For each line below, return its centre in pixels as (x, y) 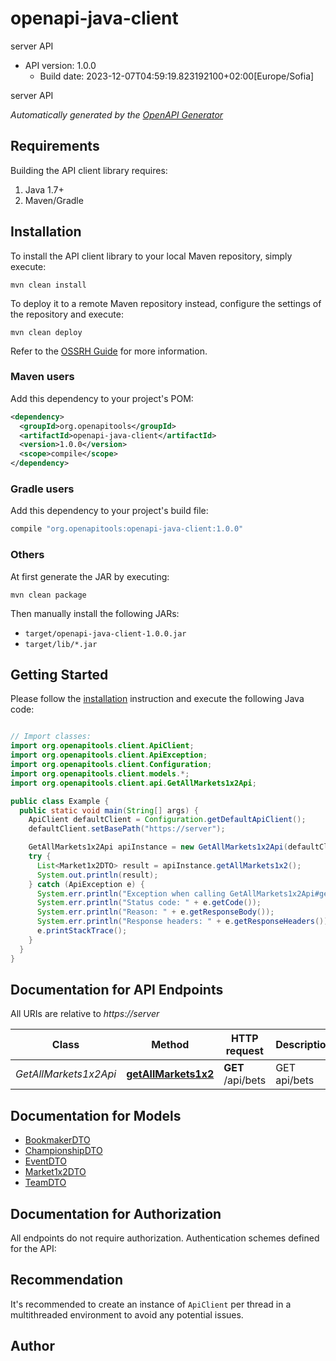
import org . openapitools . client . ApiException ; (109, 755)
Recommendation (66, 1280)
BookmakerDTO (57, 1140)
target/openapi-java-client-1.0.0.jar (105, 633)
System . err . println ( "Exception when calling (131, 893)
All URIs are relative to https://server (85, 1014)
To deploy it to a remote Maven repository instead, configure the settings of (166, 303)
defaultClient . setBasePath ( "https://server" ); (127, 829)
